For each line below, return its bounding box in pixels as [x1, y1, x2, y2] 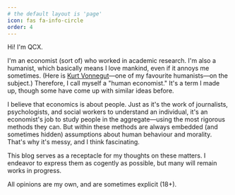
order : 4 [7, 23, 33, 30]
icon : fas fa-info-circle [7, 17, 83, 24]
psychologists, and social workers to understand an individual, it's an [7, 107, 208, 117]
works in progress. [7, 167, 62, 175]
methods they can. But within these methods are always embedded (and [7, 123, 219, 131]
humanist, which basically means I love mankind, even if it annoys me [7, 64, 210, 73]
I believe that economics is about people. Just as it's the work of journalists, [7, 100, 228, 109]
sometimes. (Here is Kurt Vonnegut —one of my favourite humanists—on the [7, 71, 228, 80]
